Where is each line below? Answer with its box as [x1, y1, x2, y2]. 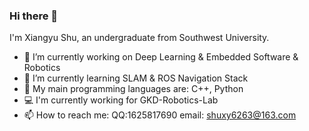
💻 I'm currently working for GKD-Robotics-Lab [23, 94, 219, 106]
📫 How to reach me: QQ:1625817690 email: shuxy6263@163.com [23, 109, 297, 121]
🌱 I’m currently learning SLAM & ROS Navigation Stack [23, 72, 249, 84]
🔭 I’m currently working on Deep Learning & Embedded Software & [23, 51, 299, 63]
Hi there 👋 [9, 9, 59, 23]
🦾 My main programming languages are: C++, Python [23, 83, 244, 95]
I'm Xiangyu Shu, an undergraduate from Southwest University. [9, 32, 270, 44]
